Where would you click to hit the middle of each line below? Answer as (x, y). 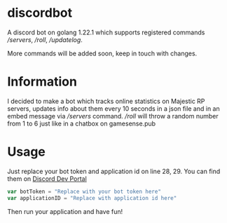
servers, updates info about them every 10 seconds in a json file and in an (113, 108)
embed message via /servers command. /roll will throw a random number (113, 116)
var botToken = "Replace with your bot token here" (84, 191)
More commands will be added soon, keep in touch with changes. (102, 53)
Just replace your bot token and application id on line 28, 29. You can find (114, 171)
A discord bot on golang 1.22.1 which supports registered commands (106, 32)
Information (42, 82)
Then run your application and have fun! (65, 211)
